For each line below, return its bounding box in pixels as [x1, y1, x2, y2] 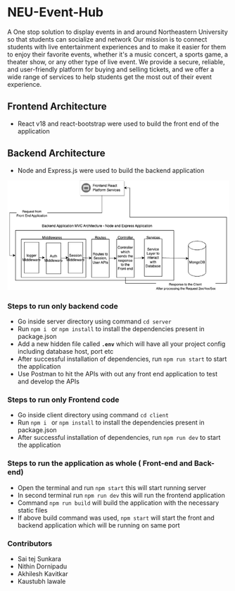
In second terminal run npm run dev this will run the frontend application [17, 491, 225, 499]
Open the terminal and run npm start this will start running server [17, 483, 206, 491]
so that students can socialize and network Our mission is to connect [7, 35, 208, 43]
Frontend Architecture [7, 100, 107, 113]
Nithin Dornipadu [17, 562, 68, 571]
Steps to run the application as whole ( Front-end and [7, 458, 193, 468]
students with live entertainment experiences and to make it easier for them [7, 42, 227, 51]
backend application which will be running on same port [17, 520, 181, 530]
